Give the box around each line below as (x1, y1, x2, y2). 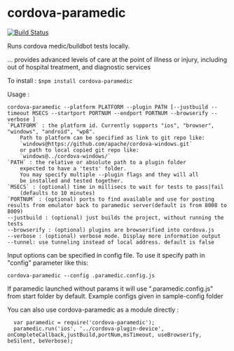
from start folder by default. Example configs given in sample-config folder (7, 291, 223, 300)
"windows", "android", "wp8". (7, 128, 96, 135)
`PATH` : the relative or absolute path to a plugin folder (7, 159, 187, 166)
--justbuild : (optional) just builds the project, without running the (7, 214, 224, 221)
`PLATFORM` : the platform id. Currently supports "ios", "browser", (7, 121, 215, 129)
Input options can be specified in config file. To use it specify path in (7, 251, 205, 259)
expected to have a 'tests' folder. (20, 165, 128, 172)
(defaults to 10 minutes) (20, 190, 96, 197)
